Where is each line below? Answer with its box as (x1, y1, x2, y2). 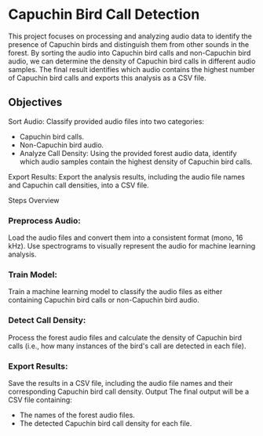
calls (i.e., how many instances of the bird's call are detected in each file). (8, 341, 247, 351)
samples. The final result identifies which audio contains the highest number (8, 64, 255, 74)
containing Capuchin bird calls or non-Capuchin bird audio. (8, 296, 200, 305)
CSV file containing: (8, 394, 72, 405)
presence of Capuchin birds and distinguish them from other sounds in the (8, 39, 250, 49)
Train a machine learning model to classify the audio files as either (8, 287, 223, 296)
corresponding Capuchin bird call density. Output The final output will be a (8, 387, 250, 396)
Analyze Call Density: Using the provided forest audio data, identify (19, 148, 237, 158)
